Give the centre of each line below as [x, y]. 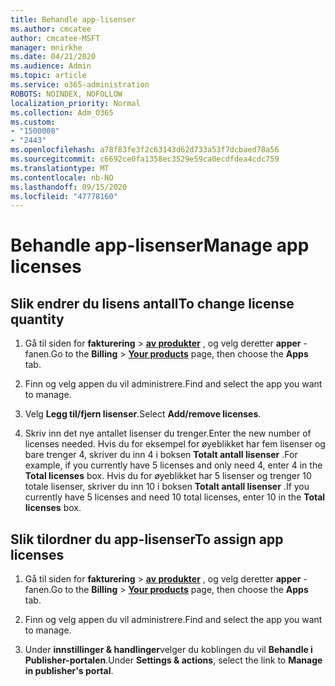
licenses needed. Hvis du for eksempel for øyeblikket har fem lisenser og [175, 444]
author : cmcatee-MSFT [55, 38]
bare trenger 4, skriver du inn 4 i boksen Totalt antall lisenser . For [161, 455]
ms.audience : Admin [51, 66]
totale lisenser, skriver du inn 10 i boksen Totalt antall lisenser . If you [167, 487]
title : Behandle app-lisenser [73, 19]
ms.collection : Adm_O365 [62, 112]
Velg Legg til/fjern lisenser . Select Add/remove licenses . [143, 414]
